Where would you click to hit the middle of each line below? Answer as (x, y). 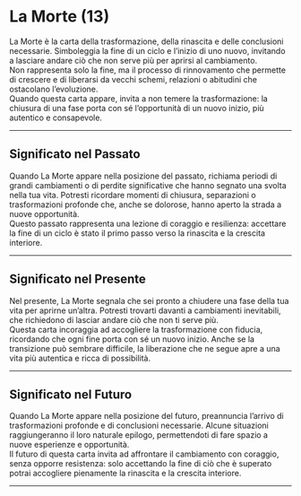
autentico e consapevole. (56, 117)
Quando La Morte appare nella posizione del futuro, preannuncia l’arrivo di (146, 416)
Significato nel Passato (75, 154)
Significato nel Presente (77, 279)
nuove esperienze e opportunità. (69, 445)
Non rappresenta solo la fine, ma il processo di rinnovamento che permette (148, 70)
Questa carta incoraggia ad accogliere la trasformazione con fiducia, (136, 329)
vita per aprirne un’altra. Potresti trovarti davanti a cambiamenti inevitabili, (145, 310)
